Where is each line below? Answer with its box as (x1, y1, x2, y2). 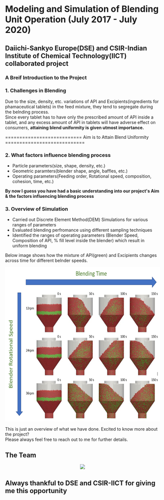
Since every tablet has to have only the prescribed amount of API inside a (5, 114, 154, 120)
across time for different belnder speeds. (5, 257, 88, 264)
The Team (5, 451, 37, 459)
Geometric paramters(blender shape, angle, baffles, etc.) (12, 168, 128, 174)
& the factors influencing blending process (5, 193, 94, 199)
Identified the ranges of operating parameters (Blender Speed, (12, 232, 139, 238)
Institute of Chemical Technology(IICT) (5, 52, 127, 60)
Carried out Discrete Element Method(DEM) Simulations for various (12, 217, 148, 222)
